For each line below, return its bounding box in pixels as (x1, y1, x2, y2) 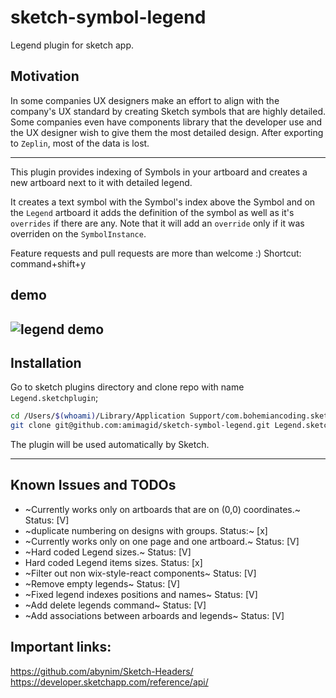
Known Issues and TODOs (10, 477, 177, 494)
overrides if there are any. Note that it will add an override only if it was (10, 217, 305, 229)
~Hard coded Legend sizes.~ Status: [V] (24, 546, 192, 558)
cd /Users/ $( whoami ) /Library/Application (10, 411, 186, 421)
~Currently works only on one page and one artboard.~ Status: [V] (24, 535, 300, 547)
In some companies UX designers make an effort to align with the (10, 94, 280, 106)
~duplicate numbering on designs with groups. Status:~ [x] (24, 524, 268, 536)
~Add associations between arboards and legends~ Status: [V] (24, 609, 285, 621)
